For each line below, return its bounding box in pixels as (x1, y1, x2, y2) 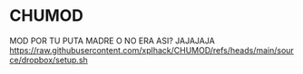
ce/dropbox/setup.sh (9, 54, 88, 65)
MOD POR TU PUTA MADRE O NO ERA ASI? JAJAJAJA (9, 35, 215, 46)
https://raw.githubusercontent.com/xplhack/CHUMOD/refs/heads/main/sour (9, 44, 295, 55)
